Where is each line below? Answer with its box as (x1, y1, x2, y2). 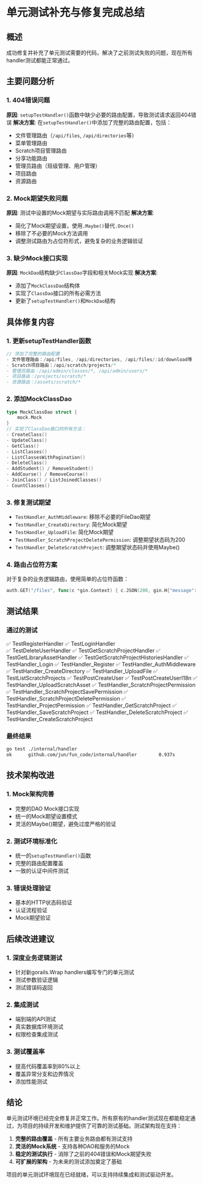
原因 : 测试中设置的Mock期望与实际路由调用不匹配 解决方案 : (6, 209, 154, 216)
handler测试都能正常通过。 (6, 57, 74, 64)
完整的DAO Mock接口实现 (15, 805, 80, 812)
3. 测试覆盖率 (6, 1047, 45, 1056)
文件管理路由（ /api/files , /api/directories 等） (15, 132, 137, 139)
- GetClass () (6, 443, 40, 449)
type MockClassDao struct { (6, 409, 78, 415)
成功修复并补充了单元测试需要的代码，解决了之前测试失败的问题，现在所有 (6, 49, 193, 56)
